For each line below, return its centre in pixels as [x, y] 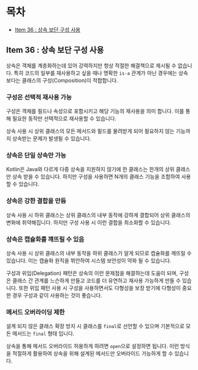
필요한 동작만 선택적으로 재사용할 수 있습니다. [64, 118]
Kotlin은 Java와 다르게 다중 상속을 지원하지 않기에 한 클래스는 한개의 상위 [90, 169]
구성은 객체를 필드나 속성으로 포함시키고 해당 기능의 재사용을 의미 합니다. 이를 [95, 111]
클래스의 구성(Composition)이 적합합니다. [70, 80]
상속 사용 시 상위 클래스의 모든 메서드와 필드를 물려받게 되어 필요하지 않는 [90, 131]
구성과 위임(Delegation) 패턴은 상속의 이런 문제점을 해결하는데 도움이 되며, [92, 273]
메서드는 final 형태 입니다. [43, 334]
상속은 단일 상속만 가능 [36, 155]
